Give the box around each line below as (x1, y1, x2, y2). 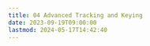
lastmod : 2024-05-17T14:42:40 (8, 26, 108, 34)
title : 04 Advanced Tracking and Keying (8, 11, 144, 19)
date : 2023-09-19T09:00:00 (8, 19, 97, 27)
